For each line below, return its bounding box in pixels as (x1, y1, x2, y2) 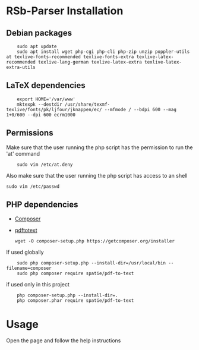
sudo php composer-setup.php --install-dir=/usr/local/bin (17, 260, 166, 266)
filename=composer (6, 266, 52, 272)
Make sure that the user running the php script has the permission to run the (6, 144, 193, 151)
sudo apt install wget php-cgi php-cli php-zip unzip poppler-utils (17, 49, 190, 55)
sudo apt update (17, 43, 58, 49)
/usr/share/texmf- (64, 101, 110, 108)
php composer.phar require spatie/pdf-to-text (17, 298, 134, 304)
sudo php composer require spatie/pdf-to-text (17, 270, 134, 277)
